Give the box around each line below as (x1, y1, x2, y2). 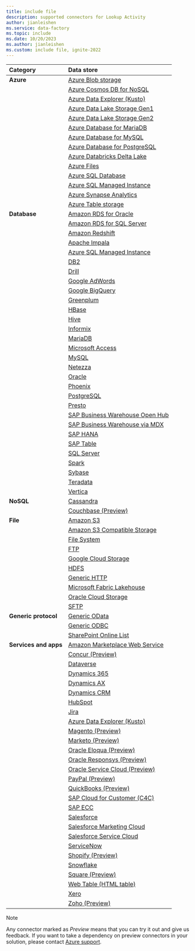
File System (68, 535, 100, 543)
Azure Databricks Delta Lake (68, 152, 147, 160)
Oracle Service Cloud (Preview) (68, 765, 156, 773)
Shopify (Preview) (68, 851, 118, 859)
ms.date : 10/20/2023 (6, 36, 57, 42)
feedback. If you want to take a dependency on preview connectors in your (6, 932, 188, 939)
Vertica (68, 487, 88, 496)
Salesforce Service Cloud (68, 832, 139, 840)
